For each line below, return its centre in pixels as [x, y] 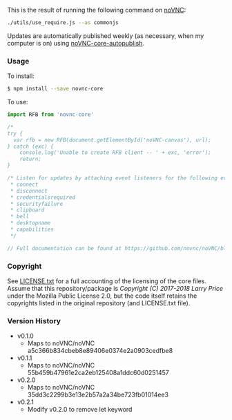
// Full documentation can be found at [65, 248]
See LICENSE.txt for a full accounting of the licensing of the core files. [107, 281]
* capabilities [32, 230]
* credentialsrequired [43, 197]
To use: [18, 102]
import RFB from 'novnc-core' [51, 115]
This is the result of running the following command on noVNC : [97, 10]
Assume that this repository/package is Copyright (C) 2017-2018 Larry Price [115, 288]
